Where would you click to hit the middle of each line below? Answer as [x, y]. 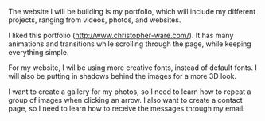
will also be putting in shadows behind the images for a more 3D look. [123, 76]
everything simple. [39, 52]
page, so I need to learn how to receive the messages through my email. [127, 108]
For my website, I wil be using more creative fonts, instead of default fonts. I [132, 68]
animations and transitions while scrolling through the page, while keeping [130, 44]
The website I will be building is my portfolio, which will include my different [132, 12]
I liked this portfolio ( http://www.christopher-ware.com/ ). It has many [121, 35]
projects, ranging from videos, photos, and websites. [95, 20]
